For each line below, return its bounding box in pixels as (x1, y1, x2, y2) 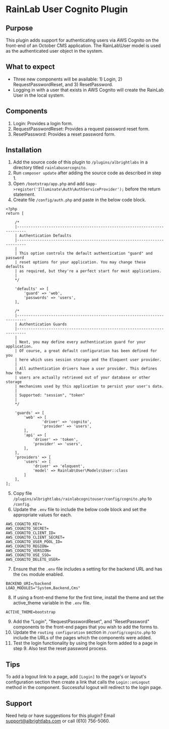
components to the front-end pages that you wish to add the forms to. (13, 624, 159, 630)
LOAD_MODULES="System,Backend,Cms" (6, 586, 81, 591)
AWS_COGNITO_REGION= (6, 544, 49, 549)
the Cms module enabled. (13, 571, 65, 578)
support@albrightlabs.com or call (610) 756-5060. (6, 718, 110, 724)
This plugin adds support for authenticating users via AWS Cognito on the (6, 37, 159, 43)
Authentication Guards (19, 322, 67, 327)
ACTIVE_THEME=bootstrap (6, 609, 56, 615)
